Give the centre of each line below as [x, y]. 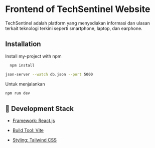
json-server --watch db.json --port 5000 [49, 74]
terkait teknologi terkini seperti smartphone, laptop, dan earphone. [74, 28]
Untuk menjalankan [25, 84]
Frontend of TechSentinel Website [78, 9]
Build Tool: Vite [28, 130]
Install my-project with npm [33, 56]
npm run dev [18, 93]
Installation [23, 44]
